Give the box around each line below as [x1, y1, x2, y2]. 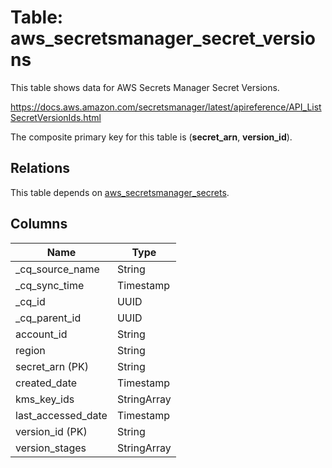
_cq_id [15, 294, 46, 308]
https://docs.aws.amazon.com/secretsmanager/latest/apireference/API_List [10, 101, 322, 113]
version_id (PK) [15, 424, 88, 438]
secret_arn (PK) [15, 359, 90, 373]
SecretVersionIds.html [10, 111, 102, 123]
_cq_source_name [15, 262, 100, 276]
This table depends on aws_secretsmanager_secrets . [10, 186, 230, 198]
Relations [10, 160, 71, 177]
